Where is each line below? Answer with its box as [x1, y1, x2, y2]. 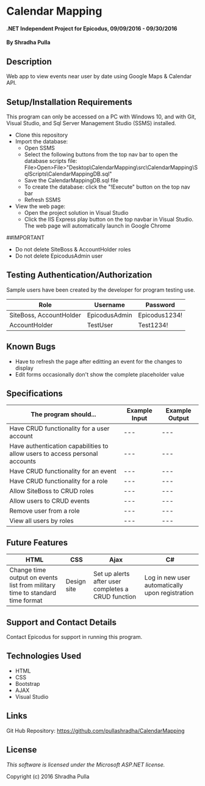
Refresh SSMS [24, 196, 61, 203]
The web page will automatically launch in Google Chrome [24, 222, 171, 229]
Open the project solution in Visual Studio [24, 209, 129, 216]
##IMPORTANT [6, 234, 45, 241]
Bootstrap [15, 680, 40, 687]
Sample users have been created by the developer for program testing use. [6, 286, 195, 294]
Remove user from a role [9, 507, 80, 515]
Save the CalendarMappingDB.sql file [24, 177, 119, 184]
